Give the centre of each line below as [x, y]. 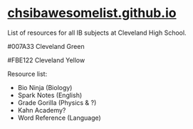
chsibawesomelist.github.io [92, 13]
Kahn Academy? [42, 110]
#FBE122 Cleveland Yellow [46, 60]
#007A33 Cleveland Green [46, 46]
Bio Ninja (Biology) [45, 87]
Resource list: [27, 74]
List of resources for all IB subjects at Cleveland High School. [97, 33]
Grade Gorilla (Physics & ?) [57, 102]
